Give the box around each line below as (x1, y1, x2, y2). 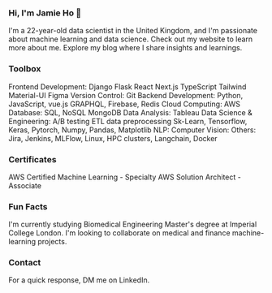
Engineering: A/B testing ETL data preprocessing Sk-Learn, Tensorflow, (8, 116, 248, 126)
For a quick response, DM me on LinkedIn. (8, 275, 150, 285)
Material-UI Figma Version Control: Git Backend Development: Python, (8, 90, 244, 100)
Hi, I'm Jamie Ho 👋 (8, 7, 82, 19)
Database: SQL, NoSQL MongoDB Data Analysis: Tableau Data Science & (8, 107, 253, 117)
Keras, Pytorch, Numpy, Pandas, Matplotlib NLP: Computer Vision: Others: (8, 125, 257, 135)
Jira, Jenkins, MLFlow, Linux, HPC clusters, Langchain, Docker (8, 133, 218, 143)
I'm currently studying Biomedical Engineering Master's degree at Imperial (8, 219, 257, 230)
